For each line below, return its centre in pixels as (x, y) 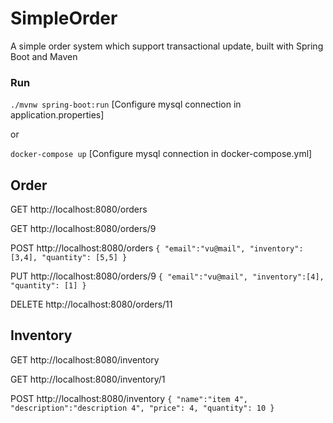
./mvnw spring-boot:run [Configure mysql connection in (126, 104)
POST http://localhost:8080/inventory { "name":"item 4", (129, 398)
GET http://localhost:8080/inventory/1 (88, 379)
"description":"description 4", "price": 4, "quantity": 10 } (142, 408)
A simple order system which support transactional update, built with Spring (167, 46)
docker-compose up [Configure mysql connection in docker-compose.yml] (161, 154)
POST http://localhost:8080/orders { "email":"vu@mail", (128, 248)
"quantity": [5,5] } (84, 258)
